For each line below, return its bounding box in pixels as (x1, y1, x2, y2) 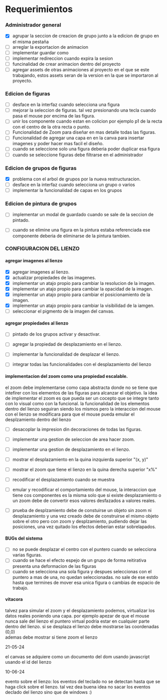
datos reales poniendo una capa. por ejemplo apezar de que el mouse (5, 613, 149, 619)
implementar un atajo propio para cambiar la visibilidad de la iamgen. (12, 303, 155, 309)
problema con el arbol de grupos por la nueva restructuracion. (12, 176, 141, 182)
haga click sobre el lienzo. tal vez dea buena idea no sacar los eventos (5, 683, 151, 689)
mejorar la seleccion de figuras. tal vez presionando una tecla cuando (12, 107, 156, 114)
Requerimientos (5, 4, 73, 15)
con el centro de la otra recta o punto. (12, 124, 91, 130)
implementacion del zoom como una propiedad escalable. (5, 373, 128, 379)
